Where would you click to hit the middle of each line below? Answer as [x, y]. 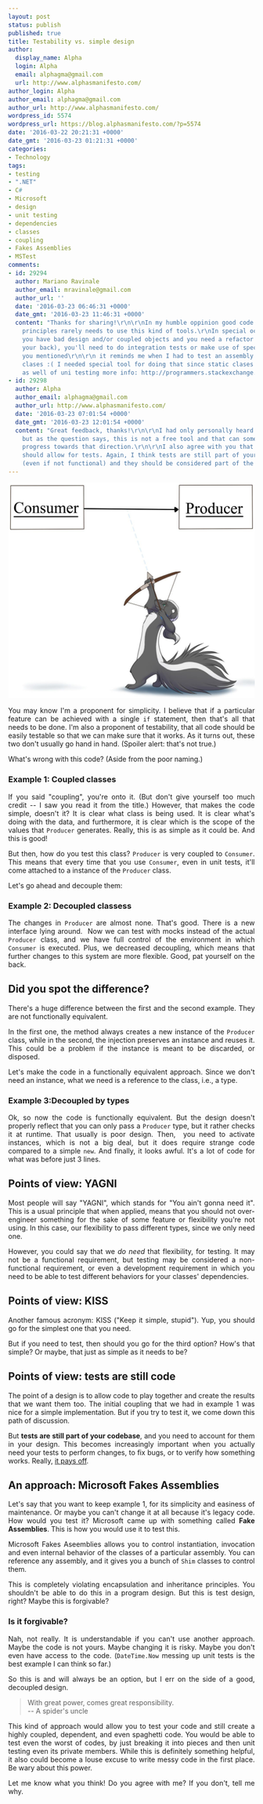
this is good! [28, 838]
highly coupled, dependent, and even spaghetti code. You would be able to [131, 1734]
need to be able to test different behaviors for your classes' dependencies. [128, 1276]
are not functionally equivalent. [58, 1016]
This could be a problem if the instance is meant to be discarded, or [131, 1048]
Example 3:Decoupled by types [69, 1100]
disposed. [24, 1056]
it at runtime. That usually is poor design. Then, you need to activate [131, 1135]
